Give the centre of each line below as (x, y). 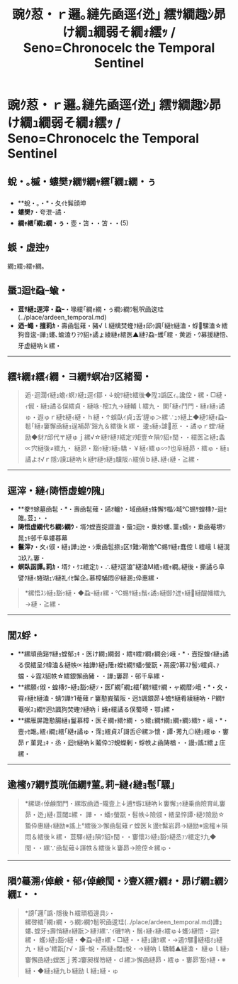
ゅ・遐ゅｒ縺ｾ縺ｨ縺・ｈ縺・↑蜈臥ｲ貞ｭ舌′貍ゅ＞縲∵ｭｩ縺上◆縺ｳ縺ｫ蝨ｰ (126, 417)
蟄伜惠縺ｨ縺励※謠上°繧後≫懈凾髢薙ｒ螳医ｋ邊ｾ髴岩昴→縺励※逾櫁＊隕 (126, 826)
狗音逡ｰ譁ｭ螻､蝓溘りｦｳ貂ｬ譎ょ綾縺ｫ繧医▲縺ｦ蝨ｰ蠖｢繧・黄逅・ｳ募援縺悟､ (123, 334)
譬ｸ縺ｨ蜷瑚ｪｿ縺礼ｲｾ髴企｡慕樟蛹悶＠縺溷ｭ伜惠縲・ (89, 578)
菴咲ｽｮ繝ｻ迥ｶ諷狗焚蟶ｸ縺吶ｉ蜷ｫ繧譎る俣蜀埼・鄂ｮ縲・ (97, 709)
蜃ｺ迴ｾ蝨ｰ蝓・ (38, 291)
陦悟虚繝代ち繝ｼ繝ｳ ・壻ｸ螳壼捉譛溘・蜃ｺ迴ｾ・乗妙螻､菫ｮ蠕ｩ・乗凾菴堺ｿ (121, 527)
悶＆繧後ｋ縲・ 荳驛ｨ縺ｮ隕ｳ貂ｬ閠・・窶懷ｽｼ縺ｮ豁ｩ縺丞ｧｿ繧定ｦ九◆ (120, 836)
